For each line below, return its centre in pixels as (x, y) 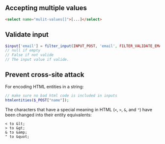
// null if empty (23, 50)
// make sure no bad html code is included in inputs (61, 96)
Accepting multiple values (46, 8)
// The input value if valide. (37, 60)
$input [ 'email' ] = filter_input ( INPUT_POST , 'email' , (61, 46)
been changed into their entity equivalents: (48, 115)
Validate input (27, 35)
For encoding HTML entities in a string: (44, 86)
